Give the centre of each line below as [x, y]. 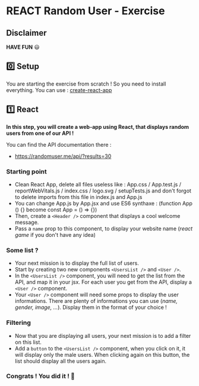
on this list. [28, 342]
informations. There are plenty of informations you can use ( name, [96, 301]
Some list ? [22, 250]
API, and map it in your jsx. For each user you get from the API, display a [103, 282]
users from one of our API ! [40, 133]
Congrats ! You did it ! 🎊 [41, 376]
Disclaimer [26, 33]
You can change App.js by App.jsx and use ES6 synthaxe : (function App [104, 203]
